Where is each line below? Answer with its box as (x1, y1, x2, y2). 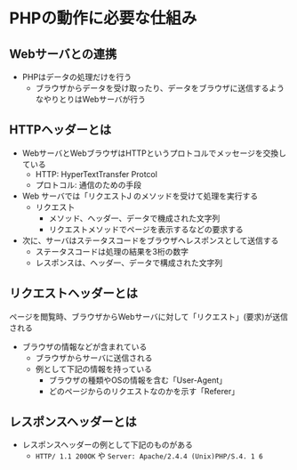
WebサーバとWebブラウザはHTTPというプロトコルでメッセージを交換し (21, 148, 287, 158)
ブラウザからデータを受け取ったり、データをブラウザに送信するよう (35, 83, 285, 93)
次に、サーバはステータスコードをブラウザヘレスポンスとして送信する (21, 235, 279, 246)
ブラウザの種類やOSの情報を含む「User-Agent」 (48, 375, 227, 385)
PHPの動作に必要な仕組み (9, 8, 197, 28)
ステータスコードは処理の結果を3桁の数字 (35, 246, 189, 256)
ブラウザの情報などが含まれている (21, 341, 148, 352)
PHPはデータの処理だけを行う (21, 72, 132, 82)
